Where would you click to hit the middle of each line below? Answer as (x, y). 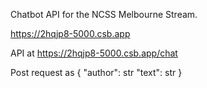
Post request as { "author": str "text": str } (96, 72)
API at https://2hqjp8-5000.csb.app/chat (94, 53)
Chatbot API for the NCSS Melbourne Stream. (104, 14)
